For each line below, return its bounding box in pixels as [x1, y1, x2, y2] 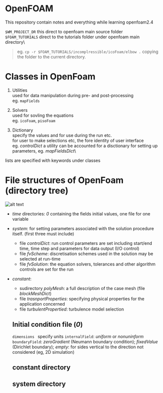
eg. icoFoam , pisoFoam [12, 117, 55, 123]
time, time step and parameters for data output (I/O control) [19, 245, 140, 251]
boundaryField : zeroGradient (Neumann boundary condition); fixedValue [12, 339, 158, 344]
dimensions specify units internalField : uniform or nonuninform [12, 333, 144, 339]
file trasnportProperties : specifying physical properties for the [19, 295, 144, 302]
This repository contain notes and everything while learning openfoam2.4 [5, 19, 153, 25]
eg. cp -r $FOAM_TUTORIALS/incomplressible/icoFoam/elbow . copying [17, 49, 159, 54]
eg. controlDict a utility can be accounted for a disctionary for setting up [12, 143, 158, 149]
